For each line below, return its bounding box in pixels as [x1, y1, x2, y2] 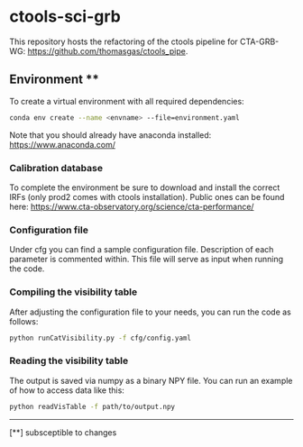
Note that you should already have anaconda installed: [9, 129, 212, 141]
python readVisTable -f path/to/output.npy [9, 402, 176, 411]
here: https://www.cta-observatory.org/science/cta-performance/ [9, 201, 254, 212]
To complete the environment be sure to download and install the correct [9, 182, 280, 193]
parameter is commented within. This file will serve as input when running [9, 254, 284, 265]
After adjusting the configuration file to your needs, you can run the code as [9, 306, 291, 317]
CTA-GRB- [240, 36, 280, 47]
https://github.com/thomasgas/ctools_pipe [27, 45, 187, 56]
